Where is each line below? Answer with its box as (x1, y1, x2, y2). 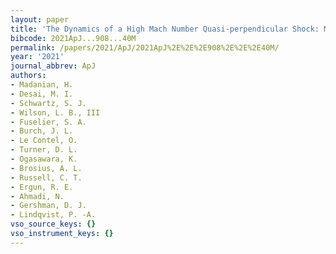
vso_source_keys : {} (10, 219, 97, 230)
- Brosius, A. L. (10, 163, 83, 173)
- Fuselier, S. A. (10, 117, 87, 127)
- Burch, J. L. (10, 126, 74, 136)
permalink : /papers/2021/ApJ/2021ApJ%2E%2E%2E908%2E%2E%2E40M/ (10, 42, 280, 53)
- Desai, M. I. (10, 89, 74, 99)
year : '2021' (10, 52, 65, 62)
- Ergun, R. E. (10, 182, 74, 192)
